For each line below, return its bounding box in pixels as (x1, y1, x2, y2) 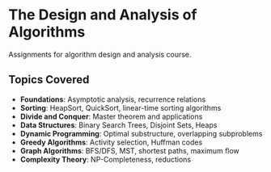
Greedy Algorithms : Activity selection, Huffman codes (19, 137, 203, 147)
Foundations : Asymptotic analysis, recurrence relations (19, 94, 206, 104)
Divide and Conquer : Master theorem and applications (19, 111, 203, 121)
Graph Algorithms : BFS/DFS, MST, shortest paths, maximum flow (19, 145, 240, 155)
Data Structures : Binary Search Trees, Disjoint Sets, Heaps (19, 120, 218, 130)
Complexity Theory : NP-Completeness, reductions (19, 154, 192, 164)
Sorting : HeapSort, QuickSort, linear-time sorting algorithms (19, 103, 222, 112)
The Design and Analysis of (8, 6, 197, 24)
